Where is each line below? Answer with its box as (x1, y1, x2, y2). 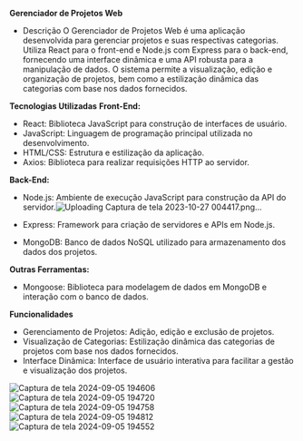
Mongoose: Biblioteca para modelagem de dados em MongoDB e (22, 281, 268, 292)
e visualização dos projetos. (22, 365, 128, 376)
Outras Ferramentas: (9, 264, 90, 275)
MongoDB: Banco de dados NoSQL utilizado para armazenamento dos (22, 237, 287, 248)
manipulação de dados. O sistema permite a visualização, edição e (22, 64, 273, 74)
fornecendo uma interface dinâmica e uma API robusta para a (22, 54, 254, 64)
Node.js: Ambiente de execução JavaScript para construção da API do (22, 192, 287, 202)
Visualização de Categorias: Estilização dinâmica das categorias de (22, 336, 275, 347)
